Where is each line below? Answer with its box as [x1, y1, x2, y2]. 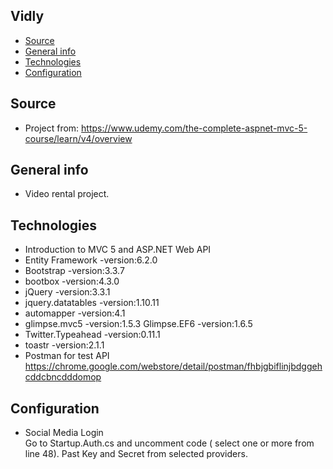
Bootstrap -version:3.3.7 [24, 265, 125, 277]
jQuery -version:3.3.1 [24, 286, 111, 298]
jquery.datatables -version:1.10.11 [24, 297, 160, 309]
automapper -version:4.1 [24, 307, 126, 319]
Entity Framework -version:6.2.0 [24, 254, 158, 266]
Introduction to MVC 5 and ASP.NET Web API [24, 244, 212, 256]
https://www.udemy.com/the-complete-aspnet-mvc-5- [81, 122, 308, 134]
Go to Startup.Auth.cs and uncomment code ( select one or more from [24, 437, 315, 449]
